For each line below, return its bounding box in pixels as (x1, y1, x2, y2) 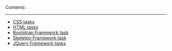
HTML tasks (12, 24, 38, 30)
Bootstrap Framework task (12, 30, 69, 35)
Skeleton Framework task (12, 35, 67, 41)
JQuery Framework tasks (12, 40, 67, 46)
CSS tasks (12, 19, 35, 25)
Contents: (5, 5, 26, 10)
